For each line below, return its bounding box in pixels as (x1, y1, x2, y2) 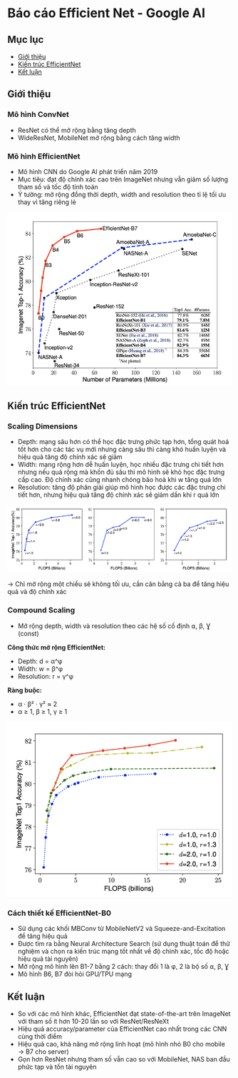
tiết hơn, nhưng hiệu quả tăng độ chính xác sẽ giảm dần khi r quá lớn (17, 490, 219, 499)
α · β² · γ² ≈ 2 (17, 700, 58, 708)
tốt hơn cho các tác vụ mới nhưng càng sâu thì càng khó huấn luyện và (17, 445, 227, 454)
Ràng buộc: (7, 685, 43, 694)
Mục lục (7, 34, 44, 46)
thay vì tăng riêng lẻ (17, 198, 76, 206)
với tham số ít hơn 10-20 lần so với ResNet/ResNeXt (17, 1017, 170, 1026)
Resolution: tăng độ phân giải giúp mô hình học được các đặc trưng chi (17, 483, 226, 492)
